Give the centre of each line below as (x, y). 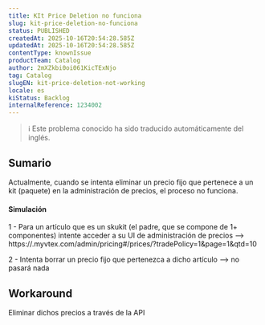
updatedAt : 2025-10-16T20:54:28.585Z (71, 46)
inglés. (39, 138)
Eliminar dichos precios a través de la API (77, 312)
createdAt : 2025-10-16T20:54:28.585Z (71, 38)
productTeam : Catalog (45, 61)
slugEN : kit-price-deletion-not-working (77, 83)
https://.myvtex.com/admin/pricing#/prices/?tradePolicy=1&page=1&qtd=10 (132, 244)
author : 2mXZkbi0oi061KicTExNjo (62, 68)
